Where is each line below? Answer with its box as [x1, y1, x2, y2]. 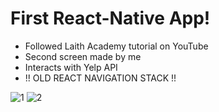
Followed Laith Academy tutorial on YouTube [24, 40, 209, 52]
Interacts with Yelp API [24, 61, 118, 73]
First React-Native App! [10, 7, 211, 30]
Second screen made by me [24, 50, 142, 62]
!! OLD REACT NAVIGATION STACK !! [24, 72, 177, 84]
